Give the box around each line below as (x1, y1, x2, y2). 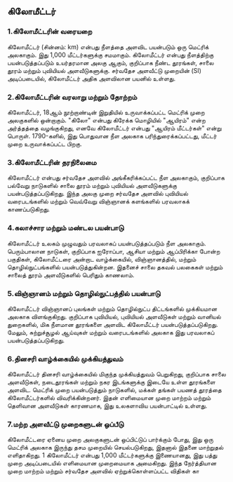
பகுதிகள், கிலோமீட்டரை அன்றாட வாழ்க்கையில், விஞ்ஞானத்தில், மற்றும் (7, 255, 197, 263)
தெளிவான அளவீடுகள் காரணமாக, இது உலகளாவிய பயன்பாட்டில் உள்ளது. (7, 401, 208, 410)
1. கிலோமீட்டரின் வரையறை (7, 27, 93, 36)
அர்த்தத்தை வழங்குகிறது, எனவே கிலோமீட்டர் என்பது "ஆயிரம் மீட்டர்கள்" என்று (7, 123, 222, 132)
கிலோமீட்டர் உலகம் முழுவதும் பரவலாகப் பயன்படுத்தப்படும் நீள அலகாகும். (7, 239, 206, 248)
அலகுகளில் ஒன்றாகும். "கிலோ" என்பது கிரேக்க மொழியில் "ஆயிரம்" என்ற (7, 116, 206, 124)
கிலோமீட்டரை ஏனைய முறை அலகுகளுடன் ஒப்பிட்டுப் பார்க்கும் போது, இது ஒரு (7, 435, 214, 444)
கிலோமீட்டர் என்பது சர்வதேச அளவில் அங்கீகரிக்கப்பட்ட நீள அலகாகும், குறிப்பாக (7, 173, 225, 182)
